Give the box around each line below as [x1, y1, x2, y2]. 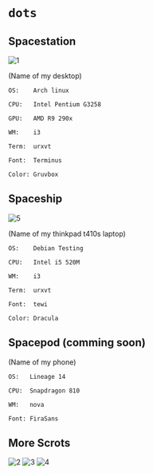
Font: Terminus [8, 157, 62, 165]
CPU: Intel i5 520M [8, 258, 80, 266]
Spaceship [8, 192, 63, 205]
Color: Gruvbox [8, 170, 59, 178]
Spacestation [8, 34, 76, 48]
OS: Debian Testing [8, 244, 84, 253]
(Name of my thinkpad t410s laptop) [8, 229, 126, 238]
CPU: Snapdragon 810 [8, 386, 80, 395]
